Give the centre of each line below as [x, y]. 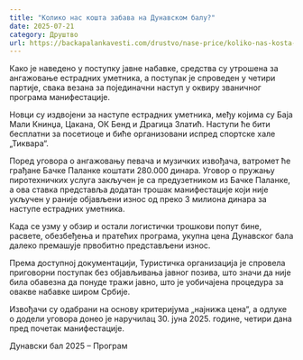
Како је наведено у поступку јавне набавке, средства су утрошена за [144, 69]
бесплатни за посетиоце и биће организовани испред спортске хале [142, 134]
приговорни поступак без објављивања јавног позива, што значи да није [150, 272]
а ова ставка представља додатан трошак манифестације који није [139, 189]
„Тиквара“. [29, 143]
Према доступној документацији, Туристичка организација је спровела [147, 263]
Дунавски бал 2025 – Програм [69, 346]
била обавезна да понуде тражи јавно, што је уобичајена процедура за [147, 282]
